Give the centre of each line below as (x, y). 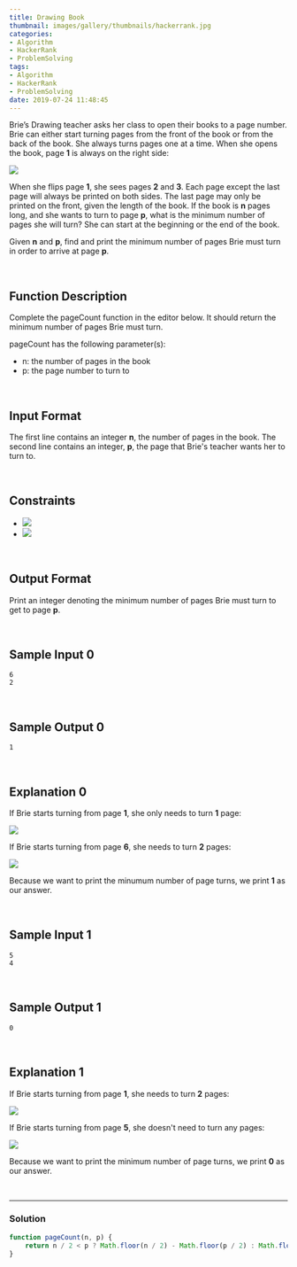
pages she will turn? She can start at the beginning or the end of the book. (145, 225)
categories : (31, 34)
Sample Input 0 (52, 655)
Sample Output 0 (57, 727)
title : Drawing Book (47, 17)
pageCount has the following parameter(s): (88, 344)
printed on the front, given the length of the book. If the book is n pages (140, 206)
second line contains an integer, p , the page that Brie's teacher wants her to (147, 447)
